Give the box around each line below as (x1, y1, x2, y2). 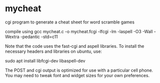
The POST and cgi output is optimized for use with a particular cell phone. (5, 67, 153, 73)
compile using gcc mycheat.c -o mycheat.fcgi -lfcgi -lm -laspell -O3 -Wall (5, 28, 153, 34)
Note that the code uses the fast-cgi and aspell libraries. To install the (5, 43, 144, 49)
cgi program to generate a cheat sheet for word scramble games (5, 19, 135, 25)
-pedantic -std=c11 (20, 34, 58, 40)
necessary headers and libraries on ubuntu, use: (5, 48, 102, 54)
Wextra (5, 34, 19, 40)
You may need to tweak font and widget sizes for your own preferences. (5, 72, 150, 78)
